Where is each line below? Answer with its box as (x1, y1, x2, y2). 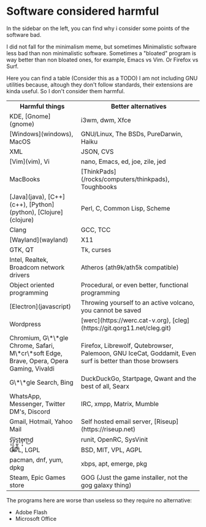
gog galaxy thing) (80, 480, 132, 489)
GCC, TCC (80, 225, 111, 234)
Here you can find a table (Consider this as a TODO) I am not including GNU (6, 74, 198, 82)
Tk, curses (80, 245, 112, 254)
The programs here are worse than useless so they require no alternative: (6, 496, 192, 504)
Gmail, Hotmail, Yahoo (9, 417, 73, 426)
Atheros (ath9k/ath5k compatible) (80, 263, 179, 271)
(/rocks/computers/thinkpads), (80, 175, 170, 183)
